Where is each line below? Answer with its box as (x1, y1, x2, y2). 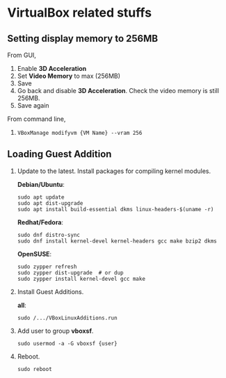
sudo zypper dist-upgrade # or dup (17, 269, 124, 276)
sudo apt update (17, 193, 65, 201)
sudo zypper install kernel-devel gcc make (17, 275, 146, 282)
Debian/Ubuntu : (17, 180, 65, 188)
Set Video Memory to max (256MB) (17, 72, 120, 80)
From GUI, (7, 51, 37, 59)
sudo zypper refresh (17, 263, 77, 270)
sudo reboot (17, 365, 52, 372)
